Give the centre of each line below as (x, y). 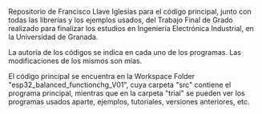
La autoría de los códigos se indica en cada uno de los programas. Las (125, 52)
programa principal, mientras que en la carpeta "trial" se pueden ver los (127, 93)
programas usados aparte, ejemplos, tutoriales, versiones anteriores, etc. (129, 102)
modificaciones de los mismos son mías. (75, 61)
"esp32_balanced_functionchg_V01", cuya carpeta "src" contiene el (120, 85)
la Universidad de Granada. (53, 37)
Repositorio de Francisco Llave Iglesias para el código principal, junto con (130, 12)
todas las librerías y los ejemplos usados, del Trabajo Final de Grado (121, 20)
